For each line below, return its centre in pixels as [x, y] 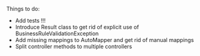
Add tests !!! [30, 20]
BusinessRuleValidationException [57, 33]
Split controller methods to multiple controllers [74, 46]
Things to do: [23, 9]
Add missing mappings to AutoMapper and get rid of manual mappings [105, 40]
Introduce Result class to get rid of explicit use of [77, 27]
